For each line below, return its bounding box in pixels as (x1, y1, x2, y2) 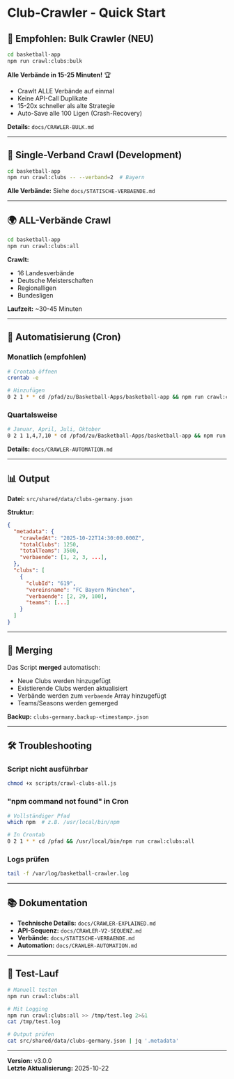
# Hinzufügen (7, 387, 45, 395)
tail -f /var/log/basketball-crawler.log (7, 870, 130, 878)
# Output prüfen (7, 1031, 54, 1038)
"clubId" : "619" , (25, 580, 77, 587)
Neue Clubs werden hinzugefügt (17, 676, 111, 684)
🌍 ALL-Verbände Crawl (7, 214, 111, 226)
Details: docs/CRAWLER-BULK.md (7, 122, 95, 130)
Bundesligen (17, 291, 54, 299)
